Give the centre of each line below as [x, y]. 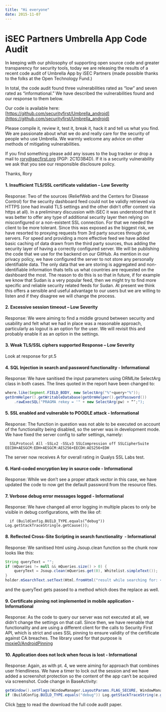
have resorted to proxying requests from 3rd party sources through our [78, 233]
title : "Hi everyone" [27, 10]
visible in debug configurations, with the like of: [53, 512]
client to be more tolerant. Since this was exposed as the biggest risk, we [80, 227]
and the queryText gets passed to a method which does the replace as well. [82, 590]
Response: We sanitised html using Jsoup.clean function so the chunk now [82, 547]
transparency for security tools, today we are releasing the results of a [77, 68]
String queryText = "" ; [30, 562]
